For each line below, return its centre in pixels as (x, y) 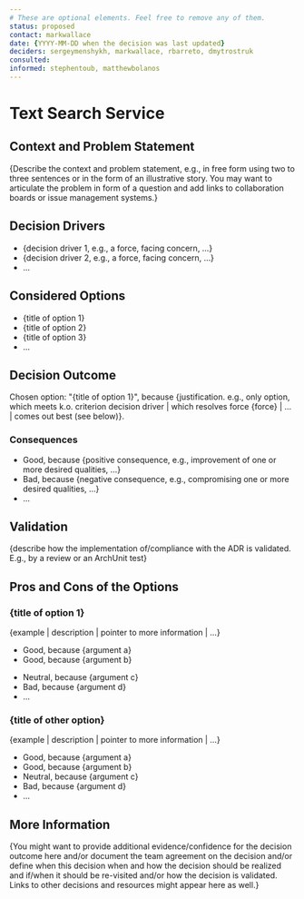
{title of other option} (57, 720)
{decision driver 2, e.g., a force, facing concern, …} (118, 257)
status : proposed (42, 26)
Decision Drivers (58, 227)
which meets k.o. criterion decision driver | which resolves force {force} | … (151, 407)
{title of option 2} (54, 327)
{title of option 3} (54, 337)
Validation (39, 527)
